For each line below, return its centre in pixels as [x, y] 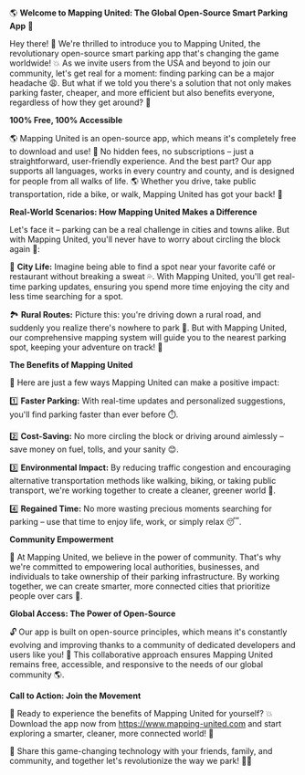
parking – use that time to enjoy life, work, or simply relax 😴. [126, 522]
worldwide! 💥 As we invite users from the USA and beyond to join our [140, 63]
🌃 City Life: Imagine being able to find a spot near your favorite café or [142, 267]
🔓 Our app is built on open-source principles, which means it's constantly [148, 632]
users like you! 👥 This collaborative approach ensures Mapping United [142, 655]
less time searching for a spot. [66, 296]
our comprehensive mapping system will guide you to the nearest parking [148, 337]
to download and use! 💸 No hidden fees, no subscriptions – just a [131, 152]
